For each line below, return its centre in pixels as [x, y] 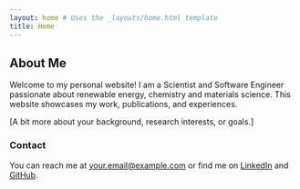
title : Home [32, 26]
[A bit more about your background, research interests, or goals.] [132, 122]
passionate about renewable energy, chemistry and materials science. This [150, 94]
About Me [38, 63]
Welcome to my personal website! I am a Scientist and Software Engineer [147, 85]
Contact [28, 145]
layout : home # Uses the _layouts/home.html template [114, 18]
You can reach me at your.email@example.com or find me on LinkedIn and [149, 165]
